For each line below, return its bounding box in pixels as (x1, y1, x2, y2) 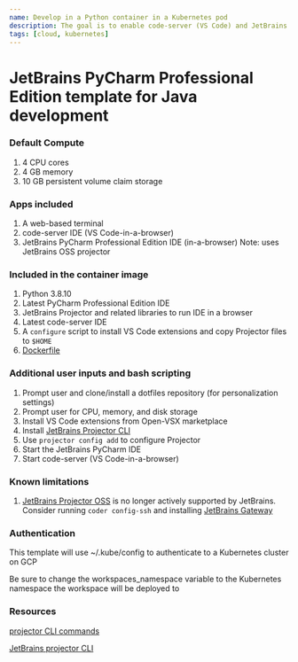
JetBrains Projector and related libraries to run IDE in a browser (21, 308, 253, 318)
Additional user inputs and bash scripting (9, 367, 192, 379)
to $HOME (21, 336, 52, 347)
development (9, 105, 109, 125)
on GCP (9, 557, 38, 567)
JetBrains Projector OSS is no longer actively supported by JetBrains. (21, 495, 277, 506)
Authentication (9, 526, 75, 539)
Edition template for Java (9, 86, 198, 106)
